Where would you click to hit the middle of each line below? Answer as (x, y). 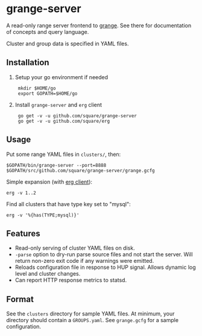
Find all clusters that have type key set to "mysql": (68, 204)
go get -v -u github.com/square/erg (64, 121)
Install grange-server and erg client (58, 105)
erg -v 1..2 (21, 193)
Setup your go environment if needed (62, 77)
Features (23, 234)
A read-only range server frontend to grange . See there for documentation (99, 25)
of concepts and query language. (48, 31)
